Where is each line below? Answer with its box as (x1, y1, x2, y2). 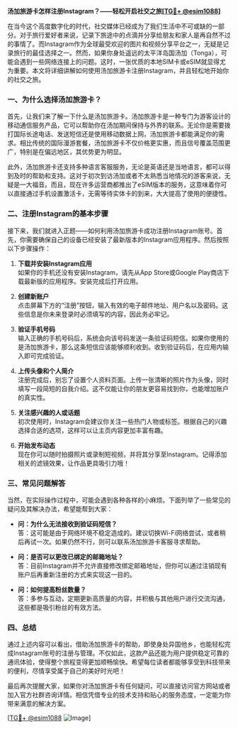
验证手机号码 (17, 324, 55, 333)
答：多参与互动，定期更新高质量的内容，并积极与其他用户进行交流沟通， (17, 594, 229, 603)
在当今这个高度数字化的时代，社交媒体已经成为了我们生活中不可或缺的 (7, 22, 212, 31)
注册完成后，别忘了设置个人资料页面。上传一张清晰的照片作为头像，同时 (17, 376, 229, 384)
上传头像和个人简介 (17, 366, 74, 375)
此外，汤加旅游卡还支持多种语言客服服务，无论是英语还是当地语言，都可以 (7, 163, 225, 171)
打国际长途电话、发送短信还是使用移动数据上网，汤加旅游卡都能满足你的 (7, 130, 218, 138)
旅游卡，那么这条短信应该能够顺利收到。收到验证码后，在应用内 (36, 342, 223, 351)
